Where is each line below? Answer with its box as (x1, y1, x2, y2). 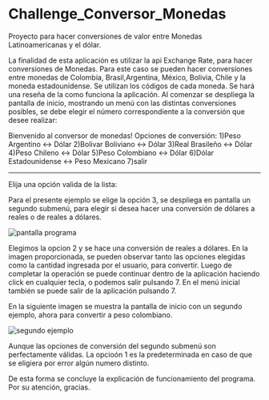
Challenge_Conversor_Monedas (8, 5, 227, 23)
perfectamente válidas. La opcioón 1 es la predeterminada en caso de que (8, 349, 253, 359)
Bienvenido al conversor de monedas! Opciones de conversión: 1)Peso (8, 130, 242, 141)
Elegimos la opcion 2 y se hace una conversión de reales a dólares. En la (8, 243, 248, 253)
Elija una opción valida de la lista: (8, 179, 118, 189)
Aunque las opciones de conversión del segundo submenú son (8, 341, 216, 350)
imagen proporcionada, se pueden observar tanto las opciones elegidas (8, 251, 246, 261)
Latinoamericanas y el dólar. (8, 39, 102, 49)
